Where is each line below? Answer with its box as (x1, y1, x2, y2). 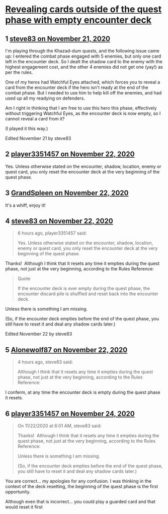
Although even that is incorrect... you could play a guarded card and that (5, 499, 156, 505)
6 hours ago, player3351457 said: (17, 230, 87, 236)
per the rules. (5, 69, 33, 75)
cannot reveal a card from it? (5, 116, 65, 122)
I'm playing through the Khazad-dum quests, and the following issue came (5, 48, 159, 54)
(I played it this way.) (5, 125, 48, 131)
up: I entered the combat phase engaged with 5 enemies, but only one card (5, 53, 161, 59)
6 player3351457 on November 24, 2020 (5, 409, 135, 418)
